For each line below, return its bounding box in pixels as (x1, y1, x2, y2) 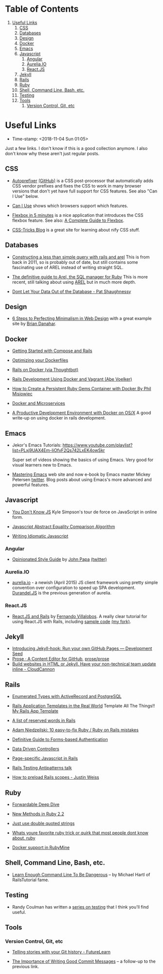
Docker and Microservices (12, 401, 65, 406)
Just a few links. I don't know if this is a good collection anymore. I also (5, 145, 148, 151)
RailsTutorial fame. (12, 877, 50, 883)
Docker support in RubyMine (12, 845, 70, 850)
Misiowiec (12, 391, 33, 397)
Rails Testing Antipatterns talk (12, 765, 72, 771)
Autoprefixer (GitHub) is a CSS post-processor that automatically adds (12, 177, 154, 184)
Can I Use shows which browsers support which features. (12, 203, 128, 209)
